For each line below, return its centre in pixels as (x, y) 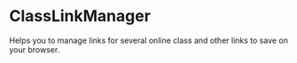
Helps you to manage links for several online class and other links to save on (149, 40)
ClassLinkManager (80, 16)
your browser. (35, 49)
